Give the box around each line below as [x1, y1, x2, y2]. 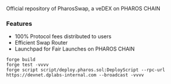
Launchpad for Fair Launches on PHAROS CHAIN [14, 45, 135, 52]
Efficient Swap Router [14, 39, 68, 46]
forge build [6, 57, 36, 63]
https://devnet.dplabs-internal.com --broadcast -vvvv [6, 72, 144, 78]
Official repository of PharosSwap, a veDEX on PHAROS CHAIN [6, 5, 161, 12]
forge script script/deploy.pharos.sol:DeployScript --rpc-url [6, 67, 166, 73]
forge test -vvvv [6, 62, 49, 68]
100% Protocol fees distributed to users [14, 33, 112, 40]
